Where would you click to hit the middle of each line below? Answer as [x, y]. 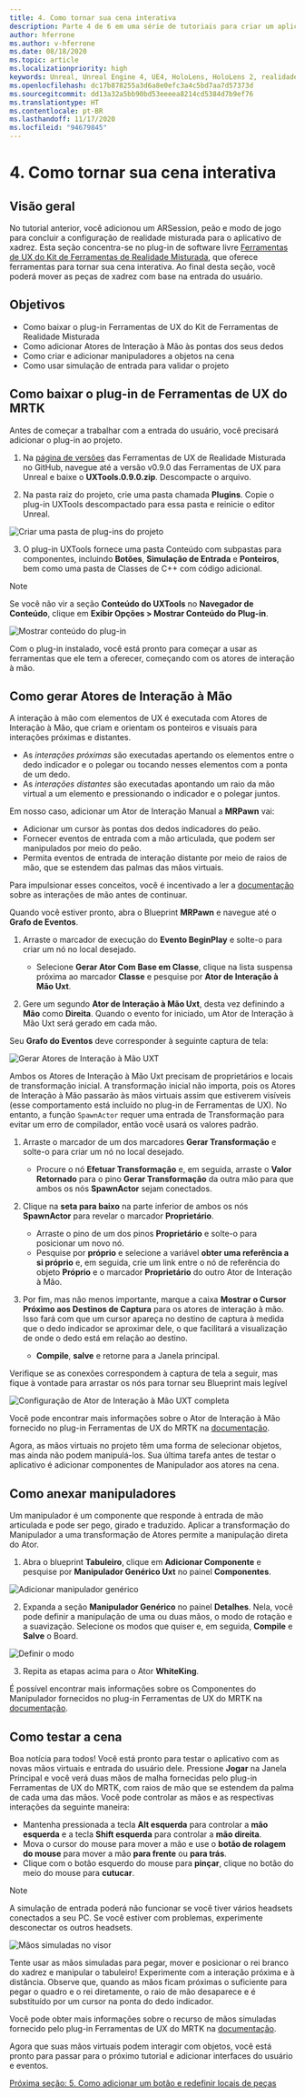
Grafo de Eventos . [44, 922]
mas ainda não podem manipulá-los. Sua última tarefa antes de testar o [143, 1455]
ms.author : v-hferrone [52, 43]
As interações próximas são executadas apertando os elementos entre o [158, 755]
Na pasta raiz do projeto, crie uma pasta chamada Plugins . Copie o [148, 494]
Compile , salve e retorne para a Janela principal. [128, 1356]
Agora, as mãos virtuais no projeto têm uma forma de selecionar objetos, [146, 1446]
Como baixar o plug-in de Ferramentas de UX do [148, 394]
